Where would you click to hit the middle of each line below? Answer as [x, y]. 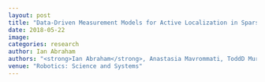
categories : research [44, 45]
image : [19, 37]
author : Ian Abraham [42, 52]
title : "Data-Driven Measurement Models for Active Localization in [123, 23]
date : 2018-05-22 [37, 30]
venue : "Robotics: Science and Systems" [76, 66]
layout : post [30, 15]
